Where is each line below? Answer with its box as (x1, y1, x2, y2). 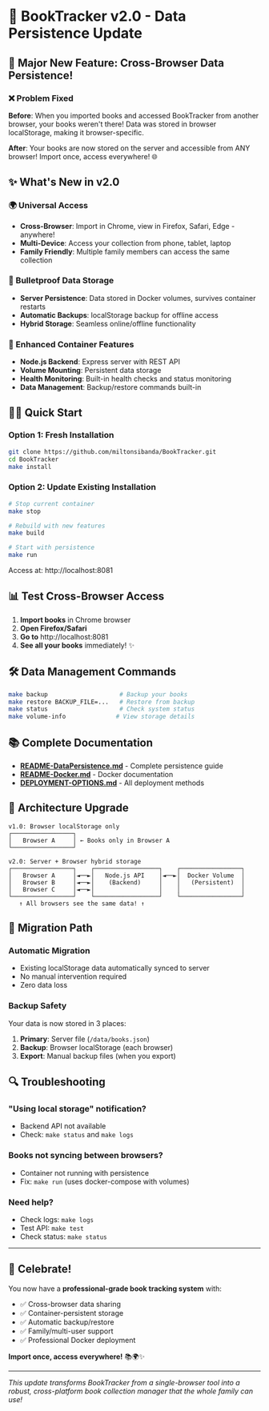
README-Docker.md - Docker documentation (19, 769, 174, 779)
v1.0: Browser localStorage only (8, 822, 120, 831)
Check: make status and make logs (19, 1130, 134, 1140)
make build (8, 529, 45, 537)
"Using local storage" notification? (8, 1104, 147, 1115)
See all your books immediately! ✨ (19, 640, 134, 650)
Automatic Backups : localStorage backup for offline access (19, 310, 219, 319)
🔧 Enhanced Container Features (8, 339, 134, 350)
